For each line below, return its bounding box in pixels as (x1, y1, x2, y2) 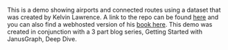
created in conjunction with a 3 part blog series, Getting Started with (7, 27, 203, 36)
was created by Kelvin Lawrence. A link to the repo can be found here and (7, 13, 219, 21)
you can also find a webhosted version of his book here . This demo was (7, 21, 213, 28)
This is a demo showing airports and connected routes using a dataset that (7, 6, 221, 14)
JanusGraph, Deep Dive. (7, 35, 78, 43)
